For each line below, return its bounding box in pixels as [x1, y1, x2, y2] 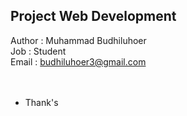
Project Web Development [10, 8, 177, 25]
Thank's [24, 96, 59, 108]
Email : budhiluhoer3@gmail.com [10, 55, 147, 68]
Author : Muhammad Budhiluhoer [10, 34, 147, 46]
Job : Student [10, 45, 67, 57]
